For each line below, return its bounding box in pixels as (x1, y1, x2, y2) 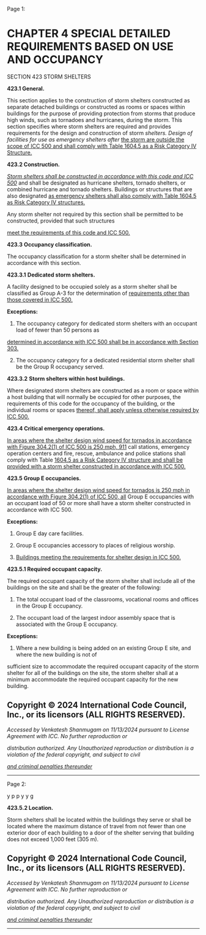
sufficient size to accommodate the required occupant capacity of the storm (7, 662, 199, 670)
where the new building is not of (15, 651, 97, 658)
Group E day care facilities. (15, 530, 84, 537)
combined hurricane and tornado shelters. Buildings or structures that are (7, 185, 193, 193)
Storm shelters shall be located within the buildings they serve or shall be (7, 815, 191, 823)
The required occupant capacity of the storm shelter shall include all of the (7, 577, 196, 584)
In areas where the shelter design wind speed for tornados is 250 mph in (7, 486, 190, 494)
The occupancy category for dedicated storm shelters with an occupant (15, 319, 197, 327)
